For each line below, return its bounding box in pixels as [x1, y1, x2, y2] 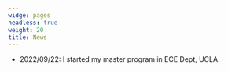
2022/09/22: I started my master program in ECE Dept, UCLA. [19, 55, 220, 64]
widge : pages [8, 11, 51, 20]
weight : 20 [8, 26, 44, 34]
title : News [8, 33, 47, 41]
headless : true [8, 19, 58, 27]
